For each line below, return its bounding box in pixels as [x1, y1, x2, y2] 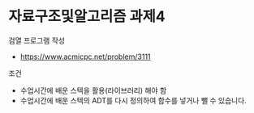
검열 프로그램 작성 [8, 36, 65, 45]
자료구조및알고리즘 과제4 [8, 7, 166, 26]
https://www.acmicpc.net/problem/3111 [19, 52, 152, 61]
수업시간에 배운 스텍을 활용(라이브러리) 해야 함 [19, 86, 167, 95]
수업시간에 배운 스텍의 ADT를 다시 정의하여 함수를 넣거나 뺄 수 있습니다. [19, 95, 248, 105]
